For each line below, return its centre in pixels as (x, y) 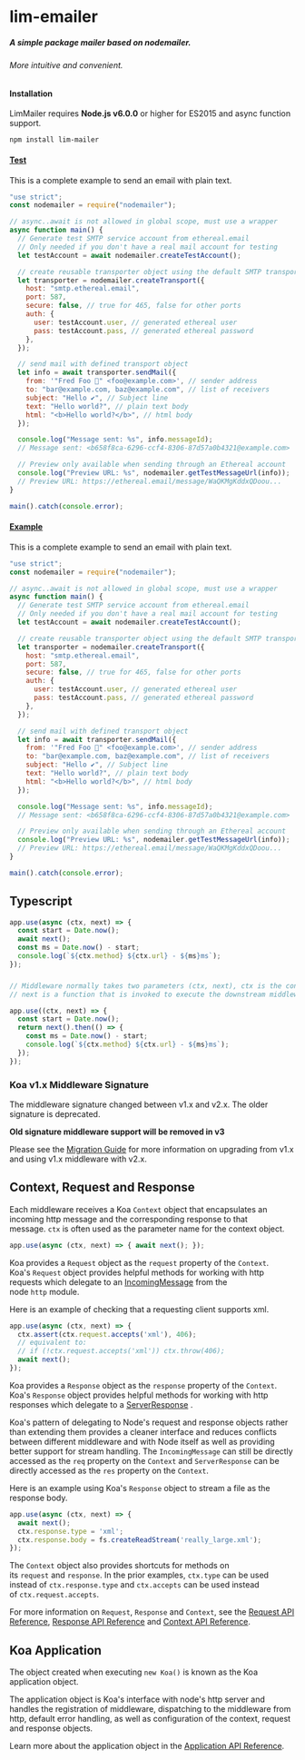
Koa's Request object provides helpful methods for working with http (137, 1272)
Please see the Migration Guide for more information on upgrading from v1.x (152, 1149)
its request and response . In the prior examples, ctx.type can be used (139, 1575)
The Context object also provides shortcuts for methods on (119, 1566)
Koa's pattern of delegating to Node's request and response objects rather (149, 1422)
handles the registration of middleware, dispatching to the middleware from (150, 1709)
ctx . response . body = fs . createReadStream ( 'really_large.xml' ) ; (139, 1540)
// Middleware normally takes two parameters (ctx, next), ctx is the (146, 986)
